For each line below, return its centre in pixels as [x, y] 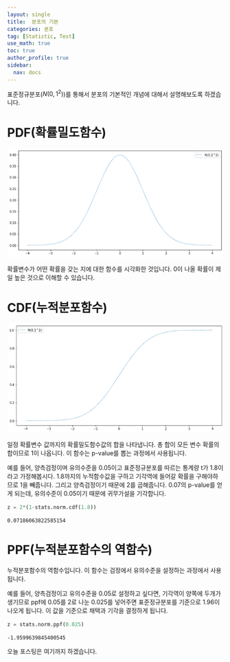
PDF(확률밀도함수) [57, 133]
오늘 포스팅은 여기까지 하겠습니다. [52, 652]
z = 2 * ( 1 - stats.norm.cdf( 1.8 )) [52, 507]
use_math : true [29, 44]
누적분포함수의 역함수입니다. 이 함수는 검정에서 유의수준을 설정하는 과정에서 [108, 571]
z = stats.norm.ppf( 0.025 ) [46, 625]
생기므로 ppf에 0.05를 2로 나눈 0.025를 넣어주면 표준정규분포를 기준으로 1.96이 [114, 602]
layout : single [29, 14]
